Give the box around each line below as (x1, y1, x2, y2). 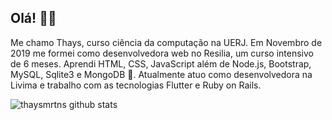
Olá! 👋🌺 (10, 10, 57, 27)
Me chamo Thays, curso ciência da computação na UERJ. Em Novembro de (10, 36, 323, 48)
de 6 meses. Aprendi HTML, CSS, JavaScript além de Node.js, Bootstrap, (10, 57, 312, 70)
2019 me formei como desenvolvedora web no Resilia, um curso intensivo (10, 47, 314, 59)
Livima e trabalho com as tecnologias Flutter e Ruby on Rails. (10, 79, 262, 91)
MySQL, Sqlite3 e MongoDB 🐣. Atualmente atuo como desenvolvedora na (10, 68, 313, 80)
